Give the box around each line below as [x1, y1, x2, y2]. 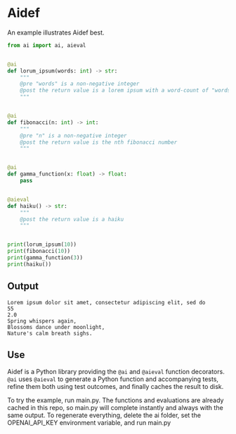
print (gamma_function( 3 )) [7, 254, 83, 261]
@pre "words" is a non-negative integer [20, 80, 140, 87]
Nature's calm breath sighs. [7, 330, 93, 337]
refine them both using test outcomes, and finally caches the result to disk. [7, 383, 224, 391]
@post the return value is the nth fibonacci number [20, 139, 178, 146]
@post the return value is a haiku [20, 216, 124, 223]
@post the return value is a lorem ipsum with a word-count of [20, 87, 209, 94]
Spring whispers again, [7, 317, 77, 325]
